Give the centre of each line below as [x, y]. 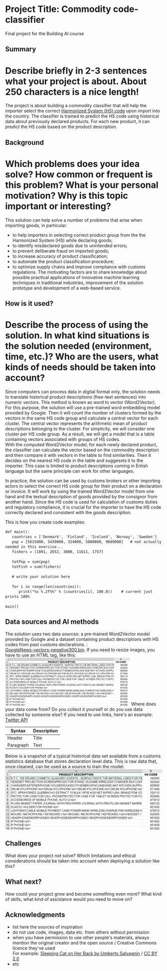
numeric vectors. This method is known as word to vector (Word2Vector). [81, 402]
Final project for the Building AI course [45, 33]
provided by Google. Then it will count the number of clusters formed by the [83, 413]
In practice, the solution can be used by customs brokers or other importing [83, 481]
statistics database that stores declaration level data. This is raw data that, [82, 761]
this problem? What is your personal [82, 185]
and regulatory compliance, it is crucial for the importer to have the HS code [83, 507]
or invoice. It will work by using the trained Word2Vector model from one [80, 491]
